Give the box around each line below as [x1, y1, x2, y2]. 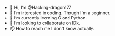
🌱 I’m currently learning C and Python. [9, 15, 87, 20]
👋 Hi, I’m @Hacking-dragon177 [9, 5, 72, 10]
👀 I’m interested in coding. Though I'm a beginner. [9, 10, 111, 16]
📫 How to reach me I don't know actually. [9, 26, 94, 31]
